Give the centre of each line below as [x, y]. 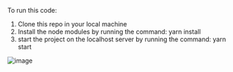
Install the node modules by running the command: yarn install [109, 32]
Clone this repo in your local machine [72, 24]
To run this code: [32, 10]
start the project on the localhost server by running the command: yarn [122, 39]
